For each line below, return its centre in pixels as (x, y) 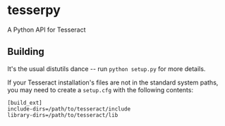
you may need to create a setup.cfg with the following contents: (101, 89)
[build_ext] (25, 103)
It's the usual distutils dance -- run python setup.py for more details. (107, 68)
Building (26, 52)
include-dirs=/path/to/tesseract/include (69, 109)
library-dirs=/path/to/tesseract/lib (63, 115)
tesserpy (34, 10)
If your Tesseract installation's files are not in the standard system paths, (113, 82)
